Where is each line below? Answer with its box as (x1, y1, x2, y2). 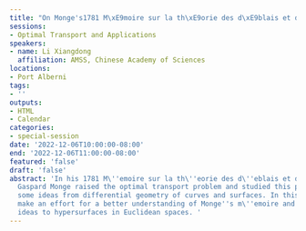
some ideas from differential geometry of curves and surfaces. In (17, 191, 280, 200)
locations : (9, 65, 51, 74)
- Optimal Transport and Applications (9, 30, 157, 39)
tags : (9, 81, 30, 90)
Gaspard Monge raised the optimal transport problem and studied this (17, 183, 291, 192)
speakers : (9, 38, 47, 48)
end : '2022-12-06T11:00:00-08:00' (9, 148, 141, 157)
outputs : (9, 97, 43, 107)
